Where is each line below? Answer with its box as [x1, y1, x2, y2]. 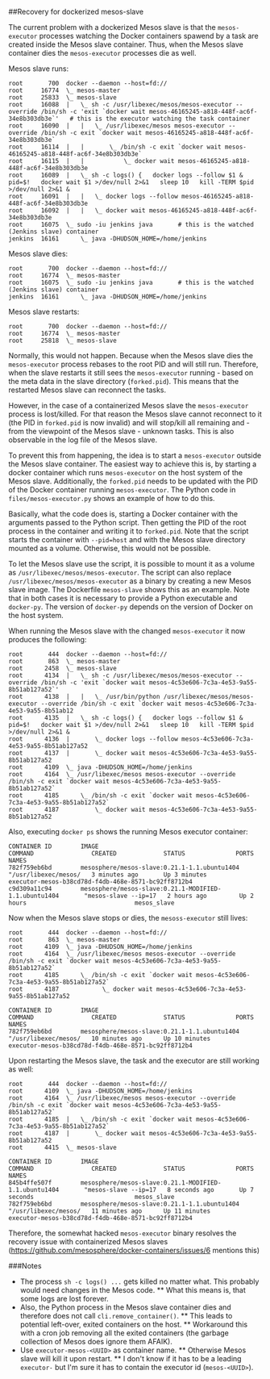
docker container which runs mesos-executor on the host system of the [8, 468, 243, 477]
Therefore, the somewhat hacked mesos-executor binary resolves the [8, 1228, 237, 1238]
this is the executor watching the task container [77, 115, 251, 123]
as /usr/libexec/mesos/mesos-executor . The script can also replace [8, 568, 232, 577]
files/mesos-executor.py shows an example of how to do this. [8, 494, 215, 503]
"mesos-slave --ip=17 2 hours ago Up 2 [84, 892, 254, 900]
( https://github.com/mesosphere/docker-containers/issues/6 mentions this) [8, 1246, 260, 1255]
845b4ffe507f [8, 1179, 52, 1187]
